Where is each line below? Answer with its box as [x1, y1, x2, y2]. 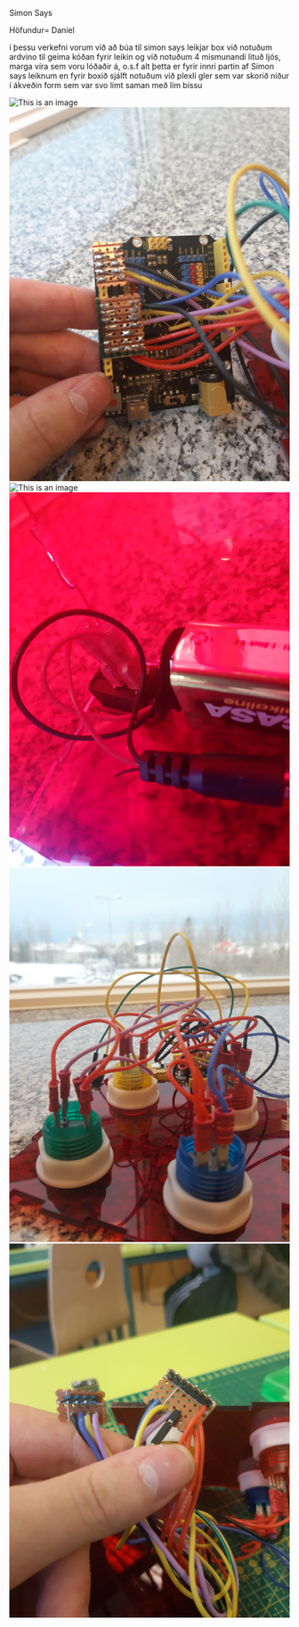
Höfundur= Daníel [9, 25, 76, 35]
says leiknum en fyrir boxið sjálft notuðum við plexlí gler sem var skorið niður [9, 70, 290, 81]
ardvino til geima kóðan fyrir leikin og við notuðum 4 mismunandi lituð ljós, [9, 52, 281, 61]
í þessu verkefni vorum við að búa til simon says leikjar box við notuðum [9, 42, 273, 53]
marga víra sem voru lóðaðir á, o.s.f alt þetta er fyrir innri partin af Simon [9, 61, 274, 71]
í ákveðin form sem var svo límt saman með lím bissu [9, 80, 203, 90]
